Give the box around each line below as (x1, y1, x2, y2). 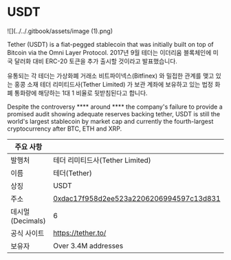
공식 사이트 (10, 228, 45, 238)
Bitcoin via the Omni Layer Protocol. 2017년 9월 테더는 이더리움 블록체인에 (7, 48, 212, 56)
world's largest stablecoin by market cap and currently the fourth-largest (7, 117, 214, 125)
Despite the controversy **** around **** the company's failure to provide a (7, 102, 223, 111)
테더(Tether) (52, 168, 93, 177)
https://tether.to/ (52, 228, 107, 237)
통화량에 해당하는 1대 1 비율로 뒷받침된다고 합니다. (14, 89, 148, 97)
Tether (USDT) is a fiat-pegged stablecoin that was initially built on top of (7, 40, 214, 48)
